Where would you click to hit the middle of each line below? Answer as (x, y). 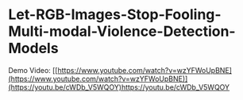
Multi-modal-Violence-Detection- (122, 31)
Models (33, 48)
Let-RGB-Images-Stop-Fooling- (115, 15)
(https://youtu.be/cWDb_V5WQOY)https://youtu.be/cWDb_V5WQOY (119, 87)
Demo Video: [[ (33, 70)
